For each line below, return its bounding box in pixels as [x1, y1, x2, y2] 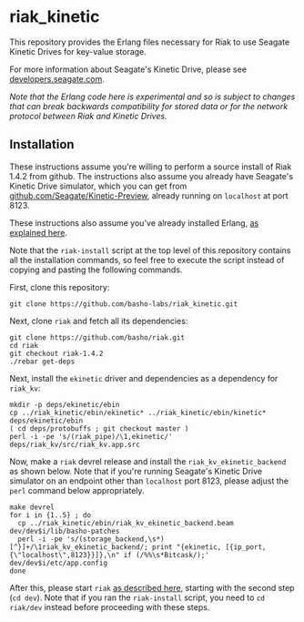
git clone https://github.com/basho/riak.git [9, 332, 185, 342]
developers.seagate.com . [9, 73, 105, 84]
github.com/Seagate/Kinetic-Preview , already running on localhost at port [9, 189, 289, 201]
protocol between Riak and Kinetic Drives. [9, 110, 167, 121]
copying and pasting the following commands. [9, 264, 183, 275]
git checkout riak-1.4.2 [9, 349, 104, 358]
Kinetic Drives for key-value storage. [9, 46, 147, 56]
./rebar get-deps [9, 357, 76, 366]
